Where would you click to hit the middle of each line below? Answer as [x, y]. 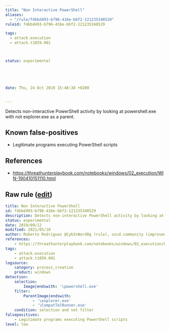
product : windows [33, 273]
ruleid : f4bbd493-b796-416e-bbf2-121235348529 [55, 24]
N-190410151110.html [34, 178]
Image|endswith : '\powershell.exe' [61, 286]
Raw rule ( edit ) [29, 194]
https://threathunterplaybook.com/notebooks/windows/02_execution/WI [88, 173]
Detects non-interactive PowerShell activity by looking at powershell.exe [81, 111]
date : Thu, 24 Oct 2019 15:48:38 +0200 [47, 88]
